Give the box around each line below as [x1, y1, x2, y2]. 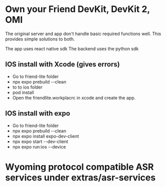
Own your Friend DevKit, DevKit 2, [5, 3, 150, 15]
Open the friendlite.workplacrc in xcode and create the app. [12, 94, 136, 100]
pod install [12, 89, 34, 95]
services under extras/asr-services [5, 171, 156, 183]
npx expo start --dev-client [12, 138, 68, 144]
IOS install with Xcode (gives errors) [5, 60, 120, 68]
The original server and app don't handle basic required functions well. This [5, 30, 161, 36]
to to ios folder [12, 84, 43, 90]
